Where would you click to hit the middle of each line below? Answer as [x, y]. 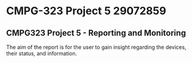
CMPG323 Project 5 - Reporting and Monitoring [96, 33]
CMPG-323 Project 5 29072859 [86, 11]
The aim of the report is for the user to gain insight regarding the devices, [96, 47]
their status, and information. [42, 53]
